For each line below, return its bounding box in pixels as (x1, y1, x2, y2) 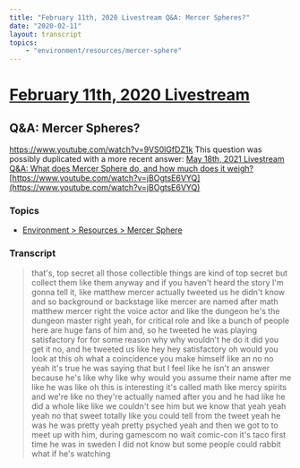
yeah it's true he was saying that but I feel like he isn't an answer (30, 362, 270, 373)
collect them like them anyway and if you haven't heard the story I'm (30, 277, 284, 287)
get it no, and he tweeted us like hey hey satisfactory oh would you (30, 344, 279, 354)
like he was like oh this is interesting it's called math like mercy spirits (30, 381, 287, 392)
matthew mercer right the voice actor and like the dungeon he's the (30, 305, 280, 316)
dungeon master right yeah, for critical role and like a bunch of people (30, 315, 289, 326)
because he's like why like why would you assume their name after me (30, 372, 292, 383)
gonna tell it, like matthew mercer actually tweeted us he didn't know (30, 286, 286, 297)
